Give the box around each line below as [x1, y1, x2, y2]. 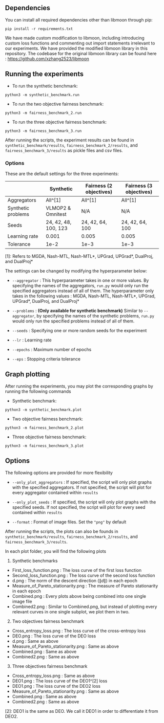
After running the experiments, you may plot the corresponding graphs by [5, 383, 154, 389]
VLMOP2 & [45, 204, 71, 211]
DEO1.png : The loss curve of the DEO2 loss [12, 683, 101, 689]
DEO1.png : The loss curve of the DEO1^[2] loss [12, 678, 107, 684]
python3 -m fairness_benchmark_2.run [5, 110, 82, 115]
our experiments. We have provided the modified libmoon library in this [5, 45, 148, 51]
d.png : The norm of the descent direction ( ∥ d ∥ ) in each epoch [12, 577, 138, 584]
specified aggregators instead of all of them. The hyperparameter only [12, 288, 154, 294]
